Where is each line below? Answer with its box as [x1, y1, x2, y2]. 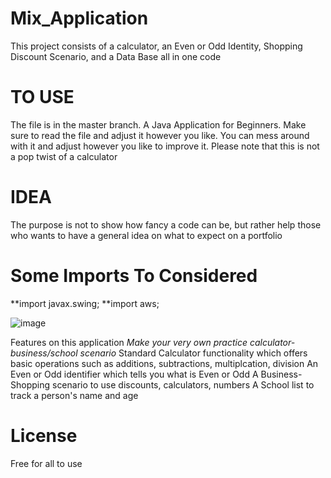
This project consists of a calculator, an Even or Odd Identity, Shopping [10, 40, 303, 52]
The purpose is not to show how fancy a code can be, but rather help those [10, 218, 322, 231]
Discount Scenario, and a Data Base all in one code [10, 50, 222, 62]
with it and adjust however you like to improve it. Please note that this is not [10, 140, 320, 152]
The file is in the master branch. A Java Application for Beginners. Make [10, 118, 307, 131]
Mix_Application [10, 7, 149, 30]
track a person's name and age [10, 389, 139, 401]
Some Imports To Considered [10, 265, 258, 287]
